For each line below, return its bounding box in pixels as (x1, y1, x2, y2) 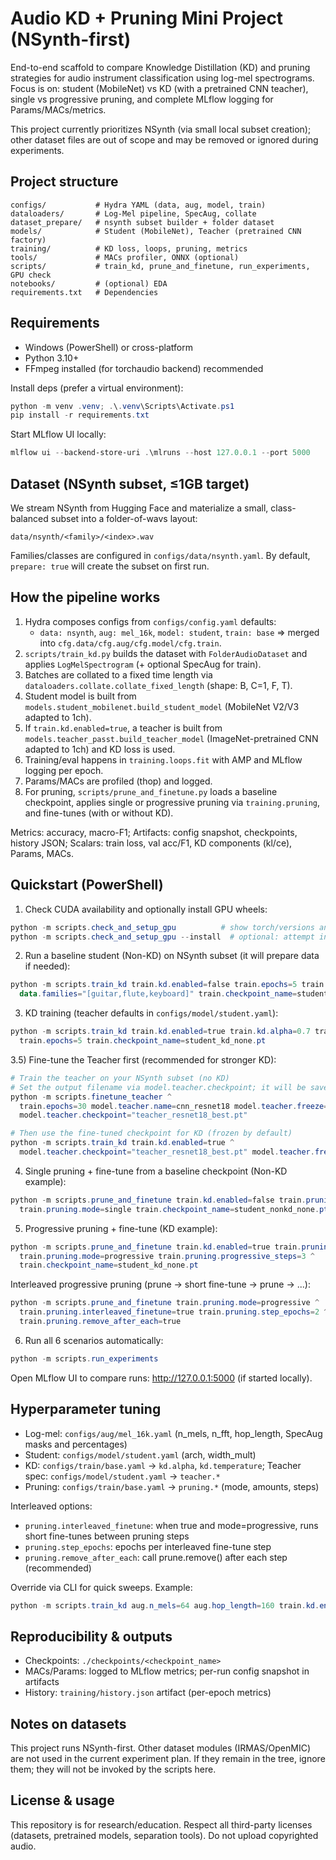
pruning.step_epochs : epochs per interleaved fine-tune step (24, 1540, 272, 1552)
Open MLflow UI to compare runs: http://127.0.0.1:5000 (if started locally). (10, 1372, 313, 1384)
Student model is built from (24, 690, 137, 702)
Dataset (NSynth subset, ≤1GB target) (10, 475, 250, 492)
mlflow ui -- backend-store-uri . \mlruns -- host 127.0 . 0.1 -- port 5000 (10, 448, 311, 458)
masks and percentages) (24, 1438, 128, 1450)
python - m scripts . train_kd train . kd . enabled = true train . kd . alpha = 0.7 (10, 1027, 311, 1037)
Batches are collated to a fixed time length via (24, 668, 213, 681)
